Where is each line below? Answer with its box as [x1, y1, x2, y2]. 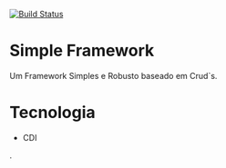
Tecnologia [9, 103, 96, 123]
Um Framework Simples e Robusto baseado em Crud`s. [9, 70, 218, 81]
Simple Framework [9, 41, 155, 61]
